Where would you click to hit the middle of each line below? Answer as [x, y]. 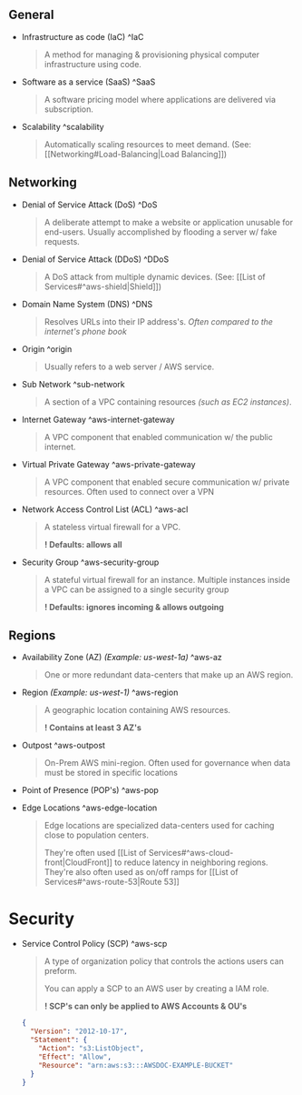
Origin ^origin [47, 348]
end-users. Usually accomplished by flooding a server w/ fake [161, 232]
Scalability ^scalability [63, 126]
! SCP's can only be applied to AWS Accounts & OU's [146, 1006]
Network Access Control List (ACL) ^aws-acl [105, 509]
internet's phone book [86, 331]
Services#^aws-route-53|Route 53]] [112, 882]
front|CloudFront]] [78, 862]
